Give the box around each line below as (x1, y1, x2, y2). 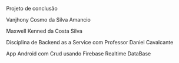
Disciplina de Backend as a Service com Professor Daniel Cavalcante (6, 39, 174, 45)
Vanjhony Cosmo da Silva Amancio (6, 16, 91, 23)
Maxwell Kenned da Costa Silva (6, 27, 82, 34)
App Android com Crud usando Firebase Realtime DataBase (6, 50, 151, 57)
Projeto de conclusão (6, 5, 58, 12)
